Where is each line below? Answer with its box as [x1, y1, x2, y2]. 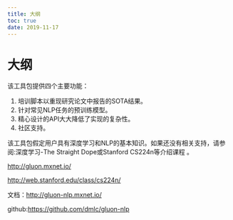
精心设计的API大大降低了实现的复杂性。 [17, 115, 135, 124]
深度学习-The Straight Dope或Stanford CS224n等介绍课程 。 [15, 148, 194, 156]
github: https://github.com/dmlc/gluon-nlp [7, 205, 130, 214]
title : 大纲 [7, 10, 41, 18]
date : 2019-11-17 [7, 24, 59, 31]
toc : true [7, 17, 37, 24]
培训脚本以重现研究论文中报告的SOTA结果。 [17, 97, 147, 106]
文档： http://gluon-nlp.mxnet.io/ [7, 191, 102, 199]
